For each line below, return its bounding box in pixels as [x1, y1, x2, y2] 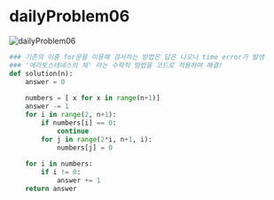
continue [56, 127, 90, 135]
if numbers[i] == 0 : [41, 118, 117, 127]
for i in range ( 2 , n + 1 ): [25, 111, 117, 119]
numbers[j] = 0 [56, 143, 114, 152]
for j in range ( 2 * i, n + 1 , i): [41, 135, 153, 143]
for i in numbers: [25, 159, 93, 169]
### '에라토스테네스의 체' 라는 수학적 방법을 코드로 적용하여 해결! [9, 60, 223, 70]
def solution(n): [9, 69, 74, 78]
